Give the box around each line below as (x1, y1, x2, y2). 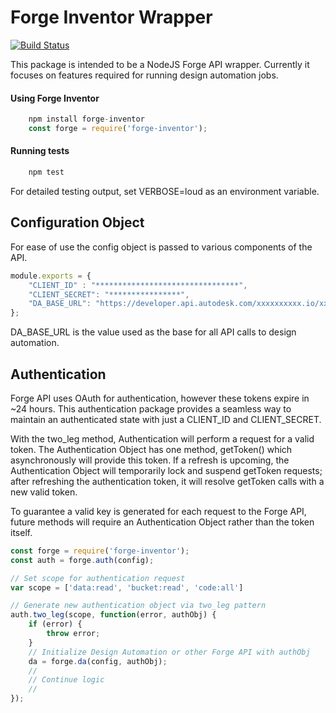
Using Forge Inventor (10, 92, 100, 104)
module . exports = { (10, 271, 92, 281)
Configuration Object (10, 214, 145, 231)
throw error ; (46, 629, 101, 639)
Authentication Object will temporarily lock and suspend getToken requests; (10, 464, 323, 476)
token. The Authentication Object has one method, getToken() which (10, 443, 293, 455)
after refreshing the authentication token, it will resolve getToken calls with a (10, 475, 325, 487)
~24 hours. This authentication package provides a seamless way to (10, 402, 292, 415)
